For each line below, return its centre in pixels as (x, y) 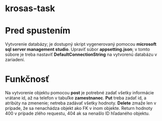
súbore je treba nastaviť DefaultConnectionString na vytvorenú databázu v (81, 54)
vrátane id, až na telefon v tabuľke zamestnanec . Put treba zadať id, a (76, 98)
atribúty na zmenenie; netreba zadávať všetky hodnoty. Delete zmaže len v (81, 103)
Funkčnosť (27, 79)
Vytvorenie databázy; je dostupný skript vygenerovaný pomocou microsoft (81, 44)
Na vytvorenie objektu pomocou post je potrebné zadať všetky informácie (80, 93)
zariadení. (15, 60)
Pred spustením (38, 31)
